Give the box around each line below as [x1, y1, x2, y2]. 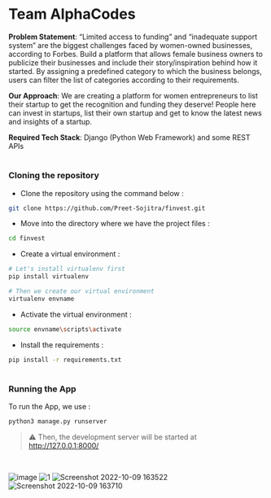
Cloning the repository [8, 170, 99, 181]
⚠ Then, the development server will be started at [28, 432, 197, 442]
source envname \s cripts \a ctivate [8, 325, 122, 334]
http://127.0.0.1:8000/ [28, 440, 99, 450]
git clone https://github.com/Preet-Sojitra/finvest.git [8, 204, 206, 212]
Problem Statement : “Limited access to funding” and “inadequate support [8, 32, 258, 41]
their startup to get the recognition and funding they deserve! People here [8, 99, 256, 109]
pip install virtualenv [8, 273, 90, 281]
